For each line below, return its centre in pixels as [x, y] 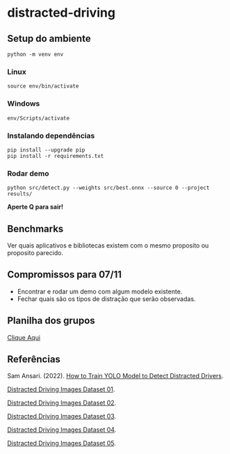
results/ [20, 194]
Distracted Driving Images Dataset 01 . [61, 389]
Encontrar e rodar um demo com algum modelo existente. [100, 291]
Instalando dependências [51, 136]
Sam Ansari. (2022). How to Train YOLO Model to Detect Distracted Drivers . [115, 376]
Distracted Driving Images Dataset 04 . [62, 430]
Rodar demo [28, 173]
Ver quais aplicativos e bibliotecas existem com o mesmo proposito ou [108, 245]
